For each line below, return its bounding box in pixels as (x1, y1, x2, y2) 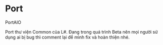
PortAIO (5, 19, 21, 25)
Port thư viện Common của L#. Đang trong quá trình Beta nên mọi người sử (5, 29, 158, 35)
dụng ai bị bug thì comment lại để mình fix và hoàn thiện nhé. (5, 34, 130, 40)
